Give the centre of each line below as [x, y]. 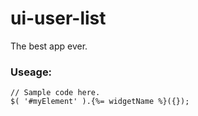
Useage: [31, 72]
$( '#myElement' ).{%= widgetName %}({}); [100, 102]
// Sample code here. [55, 93]
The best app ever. [49, 46]
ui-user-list [58, 18]
